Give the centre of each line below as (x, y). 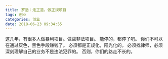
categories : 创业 (23, 19)
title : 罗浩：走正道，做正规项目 (36, 10)
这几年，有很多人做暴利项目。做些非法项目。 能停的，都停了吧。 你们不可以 (84, 39)
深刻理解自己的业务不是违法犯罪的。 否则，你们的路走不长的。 (70, 51)
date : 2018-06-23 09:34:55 (34, 24)
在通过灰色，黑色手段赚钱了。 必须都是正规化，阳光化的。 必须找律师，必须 (84, 45)
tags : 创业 (16, 15)
